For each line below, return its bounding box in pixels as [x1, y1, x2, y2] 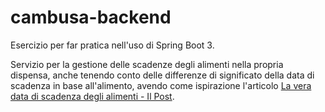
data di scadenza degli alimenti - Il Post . [10, 90, 175, 102]
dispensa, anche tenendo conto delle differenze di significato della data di [10, 69, 315, 81]
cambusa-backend [10, 6, 172, 29]
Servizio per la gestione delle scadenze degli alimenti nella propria [10, 58, 284, 70]
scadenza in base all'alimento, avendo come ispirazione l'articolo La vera [10, 79, 312, 91]
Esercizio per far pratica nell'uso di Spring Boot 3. [10, 39, 215, 51]
